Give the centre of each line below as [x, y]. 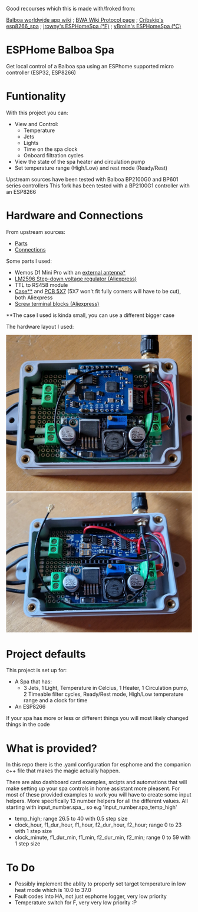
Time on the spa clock [50, 149]
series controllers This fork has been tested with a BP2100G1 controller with [98, 186]
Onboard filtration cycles [53, 155]
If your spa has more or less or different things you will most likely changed [97, 718]
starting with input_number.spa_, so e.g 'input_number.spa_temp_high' [92, 807]
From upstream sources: [36, 232]
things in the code [28, 725]
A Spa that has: [33, 682]
